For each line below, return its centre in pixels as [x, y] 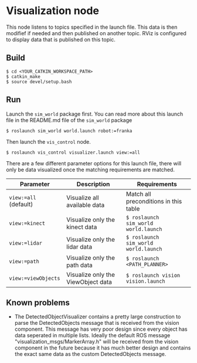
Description [93, 184]
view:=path [24, 261]
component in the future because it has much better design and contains [103, 348]
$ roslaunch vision [153, 275]
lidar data [79, 246]
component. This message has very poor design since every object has [101, 329]
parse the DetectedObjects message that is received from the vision [97, 323]
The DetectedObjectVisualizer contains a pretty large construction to [98, 317]
